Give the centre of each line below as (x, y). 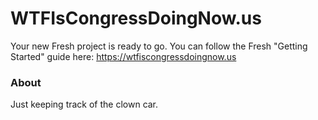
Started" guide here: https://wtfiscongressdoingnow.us (123, 56)
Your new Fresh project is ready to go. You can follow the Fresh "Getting (159, 46)
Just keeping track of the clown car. (84, 104)
